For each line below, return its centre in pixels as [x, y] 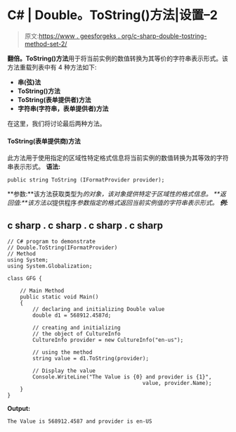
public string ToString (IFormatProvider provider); [86, 180]
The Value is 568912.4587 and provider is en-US [80, 421]
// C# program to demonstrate [52, 241]
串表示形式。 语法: [34, 167]
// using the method [63, 352]
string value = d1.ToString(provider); [91, 358]
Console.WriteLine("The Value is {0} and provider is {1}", [122, 377]
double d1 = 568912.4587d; [72, 315]
